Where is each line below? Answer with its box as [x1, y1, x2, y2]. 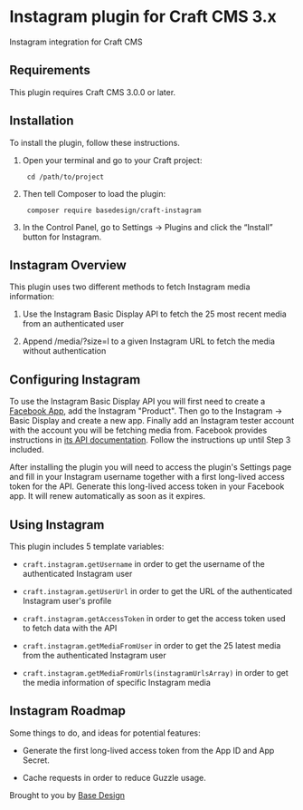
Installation [9, 113, 74, 129]
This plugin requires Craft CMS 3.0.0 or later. [9, 86, 176, 97]
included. [9, 444, 44, 455]
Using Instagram [9, 517, 105, 532]
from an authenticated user [22, 318, 125, 329]
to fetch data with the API [22, 623, 118, 633]
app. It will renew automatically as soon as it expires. [9, 491, 206, 502]
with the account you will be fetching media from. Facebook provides [9, 425, 268, 436]
